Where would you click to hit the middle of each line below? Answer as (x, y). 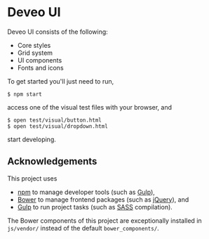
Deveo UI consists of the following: (58, 32)
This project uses (32, 178)
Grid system (35, 53)
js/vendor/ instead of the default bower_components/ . (83, 228)
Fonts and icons (41, 67)
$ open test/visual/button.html (54, 120)
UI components (40, 60)
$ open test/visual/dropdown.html (58, 126)
